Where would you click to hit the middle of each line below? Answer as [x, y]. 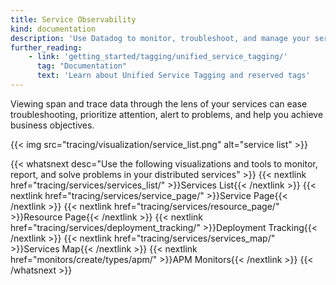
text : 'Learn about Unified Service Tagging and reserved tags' [173, 76]
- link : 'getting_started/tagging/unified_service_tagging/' [158, 57]
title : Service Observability [73, 19]
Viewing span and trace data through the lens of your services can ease [159, 103]
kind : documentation [53, 29]
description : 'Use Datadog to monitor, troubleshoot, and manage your [160, 38]
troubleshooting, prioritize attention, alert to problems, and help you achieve [167, 114]
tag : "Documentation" [82, 66]
